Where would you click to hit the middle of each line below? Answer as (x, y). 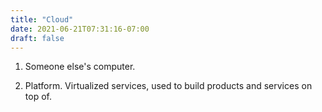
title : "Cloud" (42, 19)
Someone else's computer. (80, 67)
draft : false (37, 38)
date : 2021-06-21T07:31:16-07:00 (80, 29)
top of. (38, 97)
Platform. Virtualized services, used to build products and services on (168, 86)
